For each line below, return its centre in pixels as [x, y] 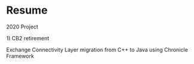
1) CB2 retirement [28, 38]
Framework [20, 56]
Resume [27, 10]
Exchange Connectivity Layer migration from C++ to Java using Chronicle [97, 49]
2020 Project [22, 27]
